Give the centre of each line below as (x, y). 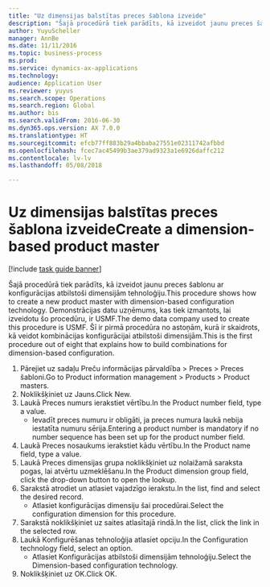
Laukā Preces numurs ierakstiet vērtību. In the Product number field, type (141, 403)
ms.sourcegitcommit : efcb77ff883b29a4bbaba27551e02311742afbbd (117, 143)
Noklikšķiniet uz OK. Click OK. (68, 574)
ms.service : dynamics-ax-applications (73, 68)
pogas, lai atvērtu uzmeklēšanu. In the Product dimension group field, (134, 471)
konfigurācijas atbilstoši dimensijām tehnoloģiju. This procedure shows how (133, 293)
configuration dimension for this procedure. (104, 514)
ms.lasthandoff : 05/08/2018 (55, 166)
